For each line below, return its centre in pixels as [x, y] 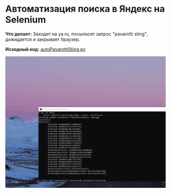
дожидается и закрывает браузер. [43, 39]
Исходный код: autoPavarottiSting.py [45, 49]
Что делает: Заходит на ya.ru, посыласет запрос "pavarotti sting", [77, 34]
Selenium [26, 20]
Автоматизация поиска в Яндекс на [85, 9]
